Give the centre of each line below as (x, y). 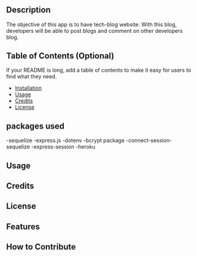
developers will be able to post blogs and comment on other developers (95, 31)
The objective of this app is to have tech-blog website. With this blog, (92, 24)
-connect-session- (149, 141)
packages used (35, 126)
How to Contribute (41, 247)
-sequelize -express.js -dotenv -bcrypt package (65, 141)
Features (23, 226)
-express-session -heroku (63, 147)
